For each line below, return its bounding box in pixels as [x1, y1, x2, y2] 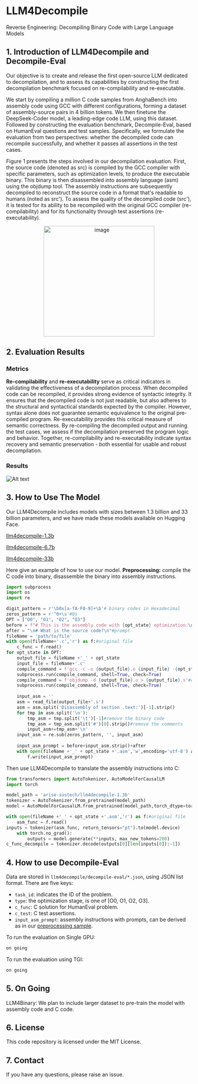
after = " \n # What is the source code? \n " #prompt [6, 628, 131, 634]
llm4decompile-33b [6, 555, 54, 562]
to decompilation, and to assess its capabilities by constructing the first [6, 78, 179, 85]
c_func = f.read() [16, 644, 62, 650]
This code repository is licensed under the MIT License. [6, 1038, 141, 1046]
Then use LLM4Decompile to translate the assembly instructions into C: [6, 765, 180, 772]
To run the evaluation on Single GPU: [6, 934, 95, 941]
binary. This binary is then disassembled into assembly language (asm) [6, 176, 179, 184]
